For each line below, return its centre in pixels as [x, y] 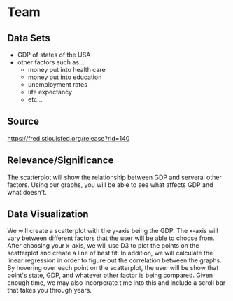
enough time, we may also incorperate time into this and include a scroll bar [116, 283]
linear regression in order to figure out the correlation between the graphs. [114, 260]
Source [23, 121]
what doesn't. [27, 192]
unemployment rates [57, 84]
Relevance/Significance [61, 161]
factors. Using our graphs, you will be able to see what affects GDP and [110, 184]
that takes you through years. [50, 290]
